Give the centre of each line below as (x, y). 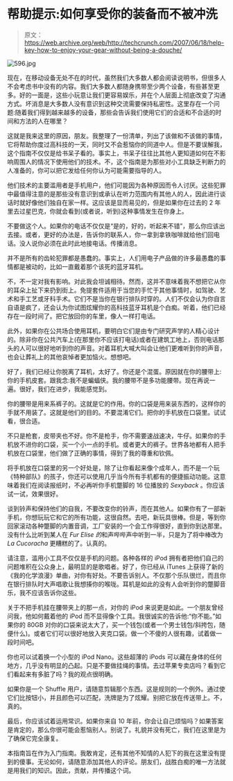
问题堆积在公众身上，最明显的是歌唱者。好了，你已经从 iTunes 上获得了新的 (115, 567)
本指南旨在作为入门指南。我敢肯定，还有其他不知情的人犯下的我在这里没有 (113, 753)
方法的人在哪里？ (43, 121)
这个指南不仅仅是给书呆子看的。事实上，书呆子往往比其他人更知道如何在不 (113, 153)
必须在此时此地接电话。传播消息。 (92, 243)
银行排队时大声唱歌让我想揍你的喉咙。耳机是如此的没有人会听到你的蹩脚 (116, 584)
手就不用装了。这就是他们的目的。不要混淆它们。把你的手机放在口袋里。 (110, 412)
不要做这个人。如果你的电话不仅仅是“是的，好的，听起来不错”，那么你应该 (113, 225)
